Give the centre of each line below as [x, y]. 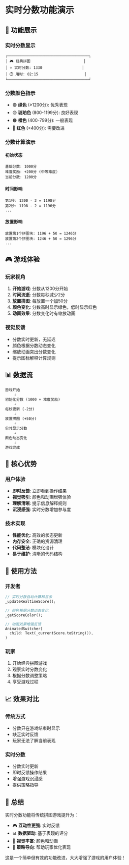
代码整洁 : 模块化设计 [33, 548]
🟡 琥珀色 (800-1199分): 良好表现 [45, 113]
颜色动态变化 [16, 438]
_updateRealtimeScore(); [31, 602]
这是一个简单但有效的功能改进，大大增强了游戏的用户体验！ [65, 858]
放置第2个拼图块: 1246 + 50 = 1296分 [41, 238]
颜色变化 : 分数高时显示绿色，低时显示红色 [54, 307]
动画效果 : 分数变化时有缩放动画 [44, 313]
